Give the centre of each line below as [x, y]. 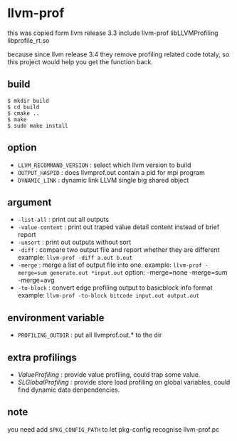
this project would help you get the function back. [80, 61]
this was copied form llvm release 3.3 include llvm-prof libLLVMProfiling [113, 33]
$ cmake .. [23, 113]
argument [30, 202]
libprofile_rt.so [28, 40]
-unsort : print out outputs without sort [74, 242]
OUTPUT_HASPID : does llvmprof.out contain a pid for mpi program [111, 172]
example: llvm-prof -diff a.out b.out [75, 258]
